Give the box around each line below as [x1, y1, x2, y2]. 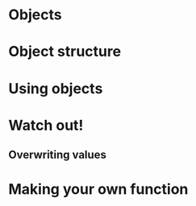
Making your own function [8, 180, 189, 199]
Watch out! [8, 116, 84, 134]
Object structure [8, 43, 122, 61]
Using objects [8, 79, 103, 97]
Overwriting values [8, 148, 107, 162]
